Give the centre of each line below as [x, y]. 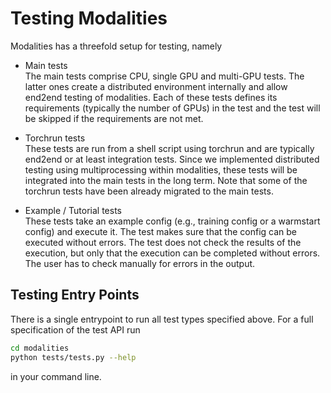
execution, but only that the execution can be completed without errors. [172, 253]
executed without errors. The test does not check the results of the [163, 242]
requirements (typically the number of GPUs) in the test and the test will [172, 108]
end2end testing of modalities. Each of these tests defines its [151, 97]
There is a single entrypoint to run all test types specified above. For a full [162, 319]
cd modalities [40, 348]
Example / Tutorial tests [73, 210]
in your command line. [56, 376]
